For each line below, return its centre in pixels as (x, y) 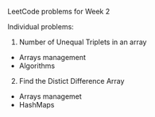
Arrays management (52, 57)
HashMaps (37, 105)
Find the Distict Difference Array (72, 81)
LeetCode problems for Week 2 (59, 11)
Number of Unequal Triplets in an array (83, 42)
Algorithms (37, 66)
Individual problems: (41, 26)
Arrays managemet (50, 96)
